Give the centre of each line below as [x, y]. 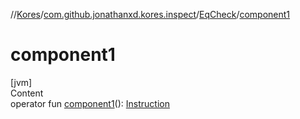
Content [27, 93]
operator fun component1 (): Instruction [90, 103]
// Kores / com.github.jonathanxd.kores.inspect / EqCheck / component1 [150, 14]
